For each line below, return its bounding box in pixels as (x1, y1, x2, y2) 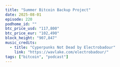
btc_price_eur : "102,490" (5, 31, 59, 36)
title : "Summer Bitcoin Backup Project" (5, 7, 91, 13)
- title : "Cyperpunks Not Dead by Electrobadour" (10, 45, 115, 50)
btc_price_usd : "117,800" (5, 26, 59, 31)
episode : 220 (5, 17, 33, 22)
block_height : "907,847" (5, 36, 57, 41)
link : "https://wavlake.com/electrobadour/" (14, 49, 109, 54)
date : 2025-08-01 (5, 12, 42, 17)
